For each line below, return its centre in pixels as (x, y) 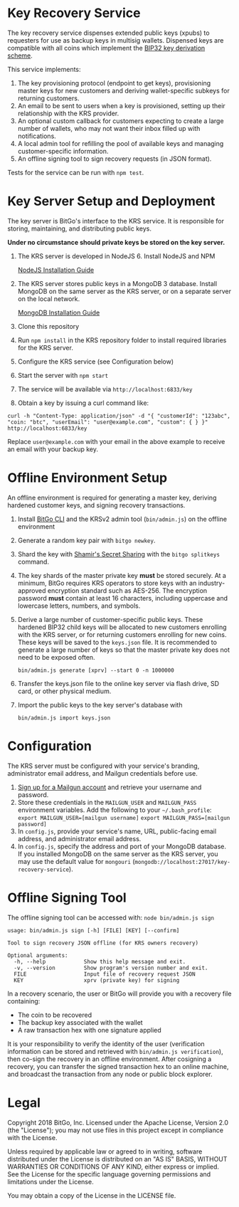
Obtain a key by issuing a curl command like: (83, 403)
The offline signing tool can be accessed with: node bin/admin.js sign (111, 917)
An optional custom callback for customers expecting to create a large (121, 121)
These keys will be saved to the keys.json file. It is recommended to (117, 642)
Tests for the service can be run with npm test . (76, 172)
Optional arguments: (38, 955)
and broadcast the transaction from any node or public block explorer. (110, 1074)
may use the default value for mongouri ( (76, 861)
